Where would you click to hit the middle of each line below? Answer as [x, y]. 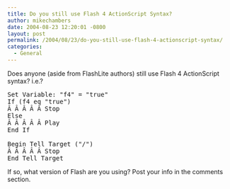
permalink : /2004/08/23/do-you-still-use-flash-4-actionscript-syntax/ [115, 40]
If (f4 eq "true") [39, 101]
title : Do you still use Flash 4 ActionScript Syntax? [90, 14]
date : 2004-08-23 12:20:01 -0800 [57, 27]
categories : [25, 47]
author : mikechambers [39, 21]
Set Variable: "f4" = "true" [58, 94]
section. [19, 179]
